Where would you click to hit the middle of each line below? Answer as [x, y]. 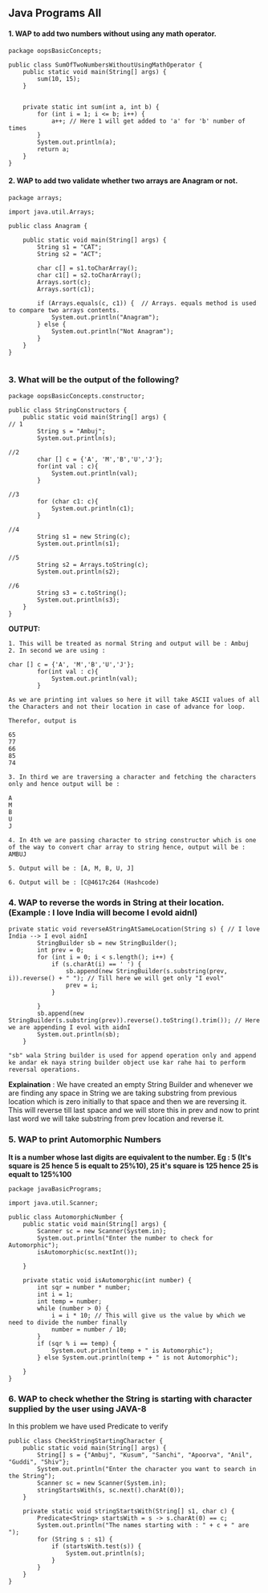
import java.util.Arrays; [51, 212]
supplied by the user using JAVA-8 [77, 1408]
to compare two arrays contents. [64, 310]
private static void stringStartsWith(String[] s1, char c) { [129, 1511]
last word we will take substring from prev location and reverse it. [116, 1118]
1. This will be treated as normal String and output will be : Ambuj [129, 644]
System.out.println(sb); [79, 1035]
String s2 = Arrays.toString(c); [93, 565]
